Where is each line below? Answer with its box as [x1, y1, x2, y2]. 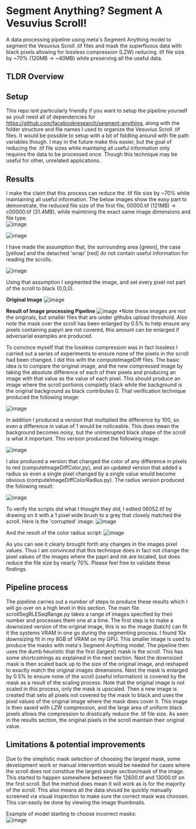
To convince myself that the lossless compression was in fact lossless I [6, 344, 178, 351]
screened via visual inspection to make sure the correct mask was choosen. [6, 793, 189, 800]
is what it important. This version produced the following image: [6, 435, 160, 442]
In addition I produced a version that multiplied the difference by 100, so [6, 416, 180, 423]
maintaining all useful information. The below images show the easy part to [6, 195, 187, 203]
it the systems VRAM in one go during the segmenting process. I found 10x [6, 629, 186, 636]
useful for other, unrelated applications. [6, 157, 101, 164]
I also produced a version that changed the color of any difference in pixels [6, 457, 187, 464]
